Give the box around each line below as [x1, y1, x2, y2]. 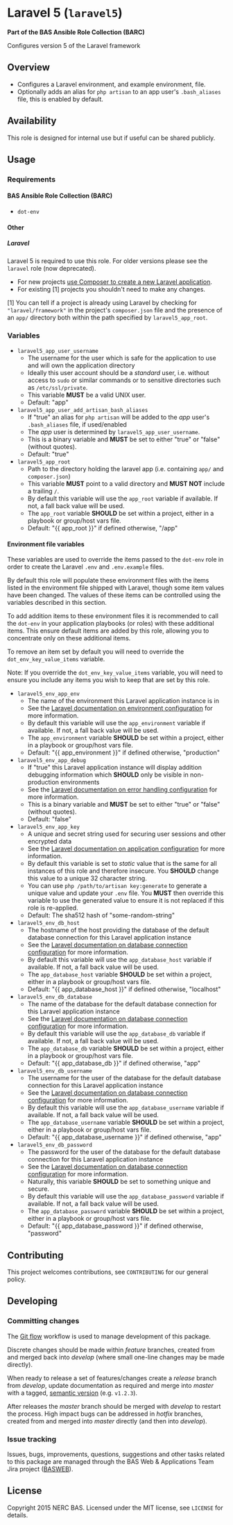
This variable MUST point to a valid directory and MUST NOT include [27, 479, 225, 488]
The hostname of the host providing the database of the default [27, 926, 209, 934]
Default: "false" [27, 815, 71, 823]
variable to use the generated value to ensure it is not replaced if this [27, 896, 225, 905]
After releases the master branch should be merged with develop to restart [7, 1402, 221, 1410]
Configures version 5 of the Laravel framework [7, 41, 141, 49]
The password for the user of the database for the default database [27, 1148, 221, 1156]
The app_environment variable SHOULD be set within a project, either [27, 734, 224, 742]
